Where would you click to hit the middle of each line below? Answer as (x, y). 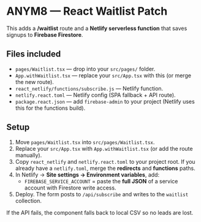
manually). (28, 155)
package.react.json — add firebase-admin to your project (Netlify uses (105, 101)
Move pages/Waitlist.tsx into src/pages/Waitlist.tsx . (85, 142)
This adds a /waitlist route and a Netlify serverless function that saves (97, 28)
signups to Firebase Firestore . (45, 34)
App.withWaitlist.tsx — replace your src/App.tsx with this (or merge (103, 75)
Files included (34, 54)
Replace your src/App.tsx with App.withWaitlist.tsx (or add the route (104, 148)
